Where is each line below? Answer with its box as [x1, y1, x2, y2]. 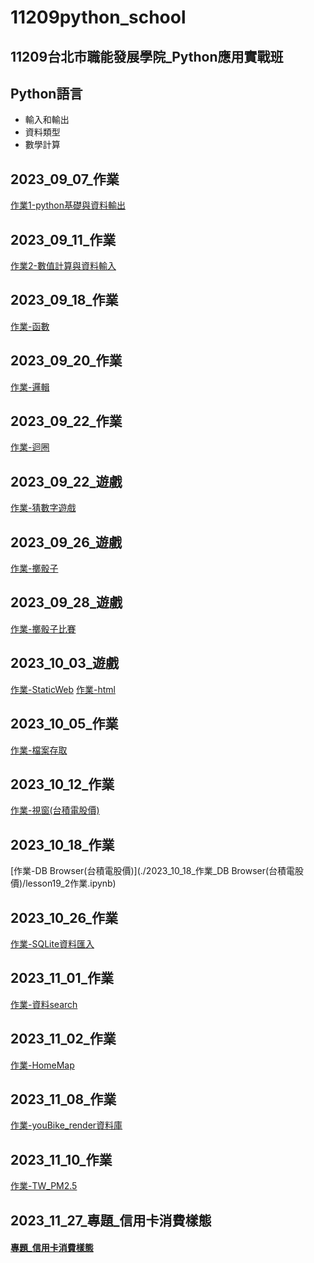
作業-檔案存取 [10, 744, 68, 756]
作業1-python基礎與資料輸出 [10, 199, 127, 211]
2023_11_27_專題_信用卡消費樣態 [10, 1212, 212, 1229]
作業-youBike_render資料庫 [10, 1119, 123, 1131]
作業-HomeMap [10, 1059, 75, 1071]
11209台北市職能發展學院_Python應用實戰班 [10, 48, 284, 65]
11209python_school [10, 6, 187, 29]
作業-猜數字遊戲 [10, 502, 77, 514]
